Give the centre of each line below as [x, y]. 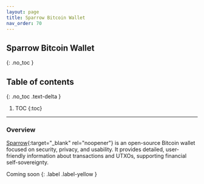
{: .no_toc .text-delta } [34, 96]
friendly [16, 156]
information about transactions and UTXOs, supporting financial [107, 156]
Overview [21, 130]
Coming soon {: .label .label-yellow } [52, 174]
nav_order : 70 [24, 23]
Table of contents [40, 82]
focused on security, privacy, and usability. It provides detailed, [86, 149]
